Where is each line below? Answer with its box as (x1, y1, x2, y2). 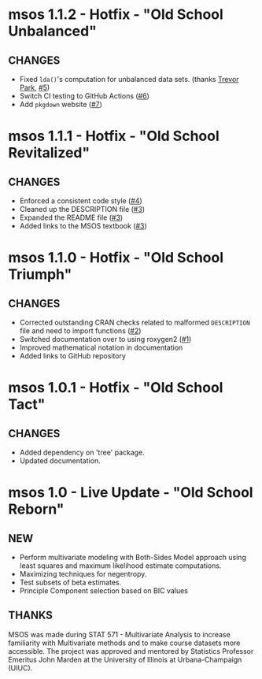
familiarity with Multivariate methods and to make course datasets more (8, 638, 241, 647)
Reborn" (8, 500, 65, 518)
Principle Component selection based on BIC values (19, 586, 189, 596)
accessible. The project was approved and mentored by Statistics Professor (8, 646, 254, 655)
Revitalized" (8, 144, 90, 162)
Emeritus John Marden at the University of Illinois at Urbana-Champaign (8, 655, 242, 664)
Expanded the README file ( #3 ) (19, 213, 124, 222)
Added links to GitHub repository (19, 351, 126, 360)
